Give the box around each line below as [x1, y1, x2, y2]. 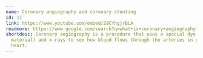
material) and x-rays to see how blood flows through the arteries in [11, 37, 193, 43]
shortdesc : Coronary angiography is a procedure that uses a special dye [5, 31, 196, 37]
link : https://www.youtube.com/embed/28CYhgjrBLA [5, 20, 134, 26]
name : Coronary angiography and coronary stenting [5, 8, 136, 15]
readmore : [5, 25, 31, 32]
